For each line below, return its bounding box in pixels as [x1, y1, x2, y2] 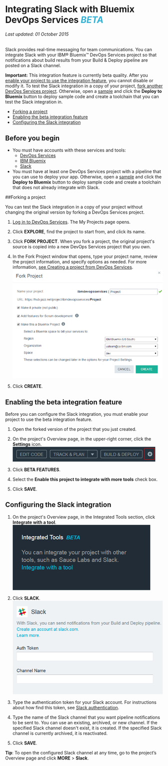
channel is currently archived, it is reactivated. [12, 730, 108, 736]
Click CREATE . [12, 383, 43, 389]
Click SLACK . [12, 595, 40, 601]
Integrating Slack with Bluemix [5, 4, 135, 15]
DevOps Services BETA [5, 14, 104, 26]
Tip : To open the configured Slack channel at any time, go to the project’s [5, 750, 156, 756]
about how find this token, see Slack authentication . [12, 705, 119, 711]
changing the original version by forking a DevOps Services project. [5, 209, 145, 215]
